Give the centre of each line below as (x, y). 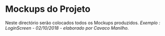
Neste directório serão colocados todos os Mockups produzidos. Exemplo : (83, 23)
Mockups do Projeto (48, 9)
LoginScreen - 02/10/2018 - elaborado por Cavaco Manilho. (67, 28)
